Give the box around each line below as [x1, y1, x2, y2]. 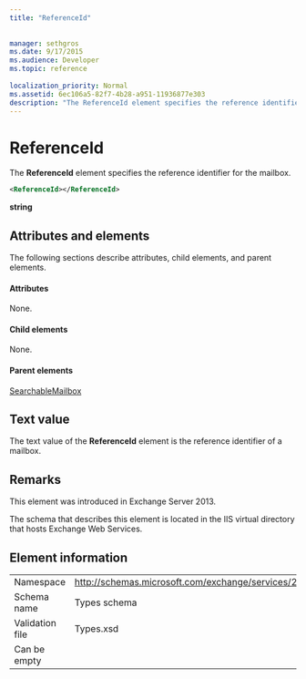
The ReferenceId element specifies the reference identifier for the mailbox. [9, 168, 291, 179]
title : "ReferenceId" [9, 13, 92, 23]
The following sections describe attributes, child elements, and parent [9, 252, 271, 262]
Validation [14, 617, 56, 630]
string [9, 201, 34, 212]
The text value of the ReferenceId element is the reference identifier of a [9, 436, 282, 447]
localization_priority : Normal [9, 81, 128, 90]
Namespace [14, 576, 66, 589]
